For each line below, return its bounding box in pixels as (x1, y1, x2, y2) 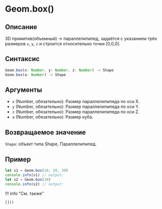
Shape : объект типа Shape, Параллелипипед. (5, 141, 97, 147)
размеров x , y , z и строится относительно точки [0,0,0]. (5, 41, 120, 47)
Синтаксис (5, 55, 40, 63)
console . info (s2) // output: (5, 181, 64, 187)
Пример (5, 155, 31, 163)
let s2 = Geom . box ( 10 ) (5, 177, 51, 182)
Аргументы (5, 86, 42, 94)
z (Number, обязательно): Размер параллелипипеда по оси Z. (12, 109, 140, 115)
